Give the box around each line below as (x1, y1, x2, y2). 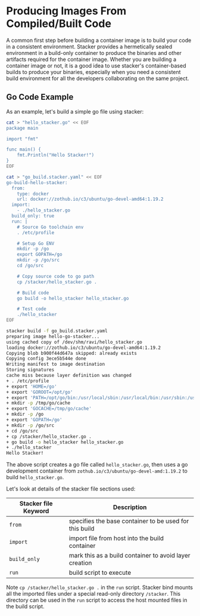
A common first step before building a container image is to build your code (6, 36, 192, 44)
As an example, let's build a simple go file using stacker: (6, 108, 144, 115)
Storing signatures (6, 367, 55, 373)
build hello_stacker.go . (6, 474, 64, 481)
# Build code (17, 290, 49, 296)
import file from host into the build (68, 534, 164, 543)
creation (68, 559, 92, 567)
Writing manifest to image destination (6, 361, 105, 367)
